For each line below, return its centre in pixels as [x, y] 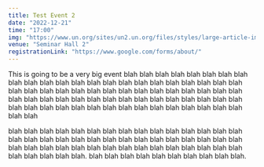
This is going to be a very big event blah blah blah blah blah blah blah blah [128, 74]
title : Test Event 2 [42, 15]
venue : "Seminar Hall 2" [49, 45]
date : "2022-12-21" [40, 23]
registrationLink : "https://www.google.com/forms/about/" [105, 52]
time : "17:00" [31, 30]
